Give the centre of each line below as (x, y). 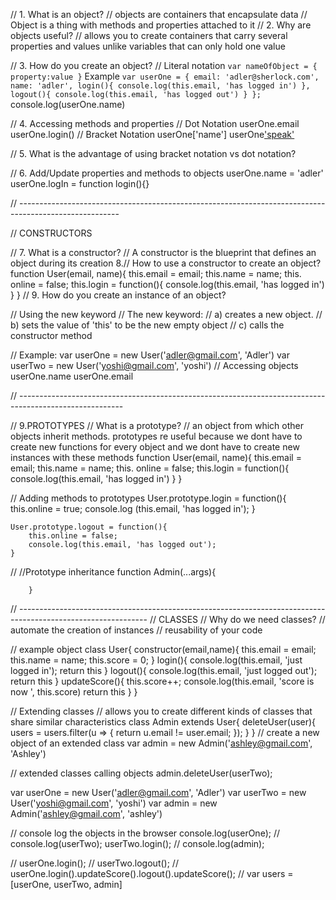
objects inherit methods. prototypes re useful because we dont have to (156, 436)
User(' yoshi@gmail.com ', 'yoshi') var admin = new (114, 803)
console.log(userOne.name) (68, 104)
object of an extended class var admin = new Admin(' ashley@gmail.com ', (161, 743)
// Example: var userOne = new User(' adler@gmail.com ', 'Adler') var (150, 355)
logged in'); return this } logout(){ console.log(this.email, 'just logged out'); (164, 670)
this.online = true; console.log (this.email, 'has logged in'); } (133, 508)
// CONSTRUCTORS (51, 233)
